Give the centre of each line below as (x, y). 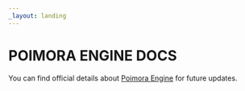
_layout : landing (37, 16)
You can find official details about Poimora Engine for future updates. (123, 78)
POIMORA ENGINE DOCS (93, 55)
